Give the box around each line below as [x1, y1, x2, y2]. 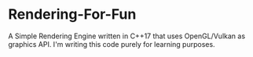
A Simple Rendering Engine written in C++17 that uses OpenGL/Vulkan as [8, 31, 246, 41]
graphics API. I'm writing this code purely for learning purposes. [8, 39, 215, 48]
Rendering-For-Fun [8, 5, 137, 23]
